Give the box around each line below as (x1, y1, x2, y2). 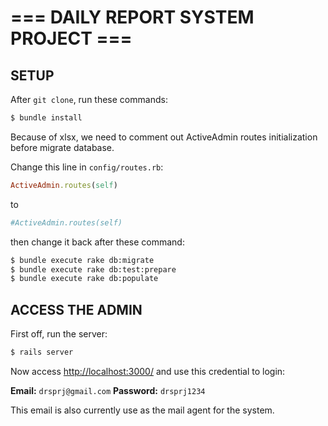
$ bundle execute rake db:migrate (10, 255, 155, 265)
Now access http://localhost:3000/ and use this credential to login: (10, 365, 286, 377)
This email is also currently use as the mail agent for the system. (10, 404, 275, 416)
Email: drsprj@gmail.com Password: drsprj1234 (10, 384, 206, 396)
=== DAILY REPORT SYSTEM (10, 6, 255, 29)
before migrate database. (10, 141, 115, 153)
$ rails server (10, 347, 74, 358)
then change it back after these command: (10, 236, 185, 248)
